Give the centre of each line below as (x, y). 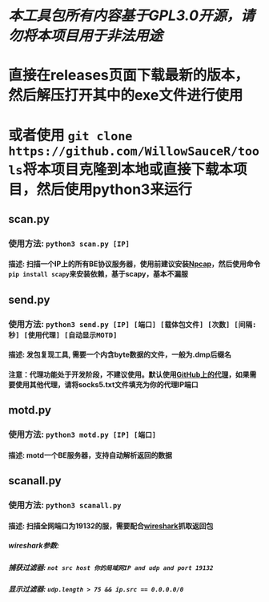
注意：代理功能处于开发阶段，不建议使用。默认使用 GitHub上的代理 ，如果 (129, 374)
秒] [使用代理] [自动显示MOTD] (63, 335)
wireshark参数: (34, 546)
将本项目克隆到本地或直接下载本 (128, 169)
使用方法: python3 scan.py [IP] (69, 243)
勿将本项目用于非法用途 (86, 36)
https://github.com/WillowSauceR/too (134, 151)
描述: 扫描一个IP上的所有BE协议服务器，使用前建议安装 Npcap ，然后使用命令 (134, 264)
